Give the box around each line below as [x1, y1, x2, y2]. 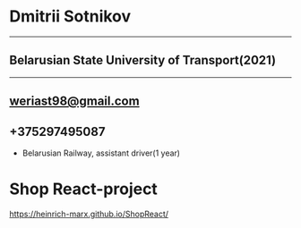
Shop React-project [9, 179, 159, 199]
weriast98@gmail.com [9, 94, 141, 109]
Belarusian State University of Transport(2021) [9, 53, 276, 68]
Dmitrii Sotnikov [9, 6, 132, 27]
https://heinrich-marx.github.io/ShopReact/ [9, 208, 168, 219]
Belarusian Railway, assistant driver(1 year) [21, 148, 181, 158]
